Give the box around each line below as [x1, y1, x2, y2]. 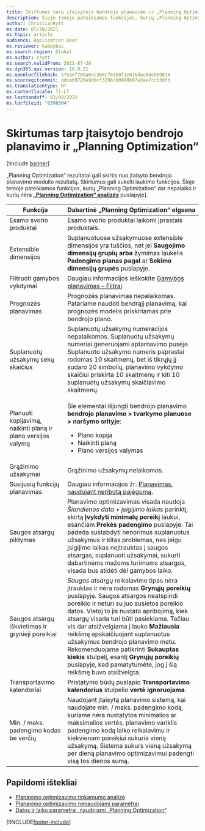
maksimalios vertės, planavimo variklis [67, 718, 178, 727]
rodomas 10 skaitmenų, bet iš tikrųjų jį [67, 355, 177, 363]
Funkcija [23, 206, 48, 214]
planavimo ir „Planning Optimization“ [6, 139, 199, 153]
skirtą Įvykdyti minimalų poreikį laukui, [67, 512, 181, 521]
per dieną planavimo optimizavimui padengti [67, 749, 194, 758]
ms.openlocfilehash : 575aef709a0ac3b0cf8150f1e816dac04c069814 [6, 72, 171, 78]
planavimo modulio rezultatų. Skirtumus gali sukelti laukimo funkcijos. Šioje [6, 178, 195, 185]
